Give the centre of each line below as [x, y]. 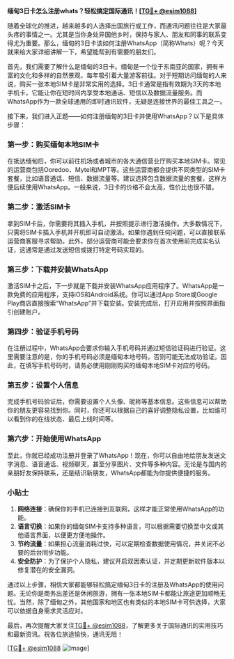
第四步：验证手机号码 [43, 331]
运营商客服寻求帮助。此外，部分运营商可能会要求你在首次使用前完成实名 [111, 241]
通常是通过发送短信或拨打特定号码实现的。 [86, 249]
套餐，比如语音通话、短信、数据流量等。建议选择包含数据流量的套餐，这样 [114, 178]
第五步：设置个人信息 [43, 386]
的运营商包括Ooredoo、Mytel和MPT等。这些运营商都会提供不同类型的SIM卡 [116, 170]
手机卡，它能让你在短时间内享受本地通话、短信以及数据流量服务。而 [105, 93]
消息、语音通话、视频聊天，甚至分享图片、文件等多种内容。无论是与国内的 [120, 464]
